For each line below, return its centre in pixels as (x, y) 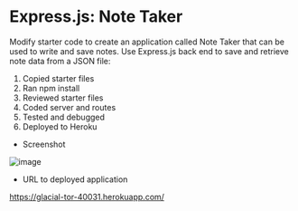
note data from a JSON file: (60, 61)
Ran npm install (51, 88)
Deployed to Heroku (60, 126)
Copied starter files (58, 78)
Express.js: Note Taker (96, 17)
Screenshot (44, 144)
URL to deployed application (75, 179)
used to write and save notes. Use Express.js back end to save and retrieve (149, 51)
